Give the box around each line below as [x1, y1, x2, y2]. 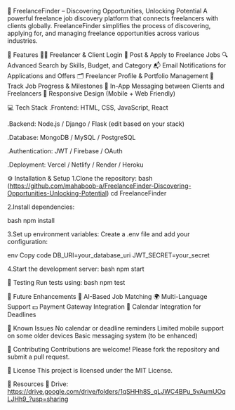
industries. [7, 37, 38, 45]
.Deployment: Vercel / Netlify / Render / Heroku [7, 160, 144, 169]
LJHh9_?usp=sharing [7, 395, 69, 403]
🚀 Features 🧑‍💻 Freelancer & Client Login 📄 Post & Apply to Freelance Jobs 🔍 [7, 51, 228, 59]
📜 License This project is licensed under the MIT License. [7, 366, 173, 374]
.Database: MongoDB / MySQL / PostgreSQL [7, 134, 136, 141]
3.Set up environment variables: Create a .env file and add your [7, 230, 191, 238]
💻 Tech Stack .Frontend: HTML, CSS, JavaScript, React [7, 103, 168, 112]
